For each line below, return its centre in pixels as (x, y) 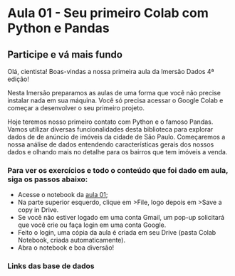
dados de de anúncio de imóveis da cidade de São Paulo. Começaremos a (116, 137)
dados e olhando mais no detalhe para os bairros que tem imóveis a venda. (117, 152)
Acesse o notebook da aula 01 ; (63, 195)
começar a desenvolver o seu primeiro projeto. (76, 108)
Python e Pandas (58, 28)
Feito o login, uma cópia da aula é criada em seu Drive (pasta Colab (117, 233)
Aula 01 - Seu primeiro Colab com (108, 13)
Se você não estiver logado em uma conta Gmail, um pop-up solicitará (121, 218)
